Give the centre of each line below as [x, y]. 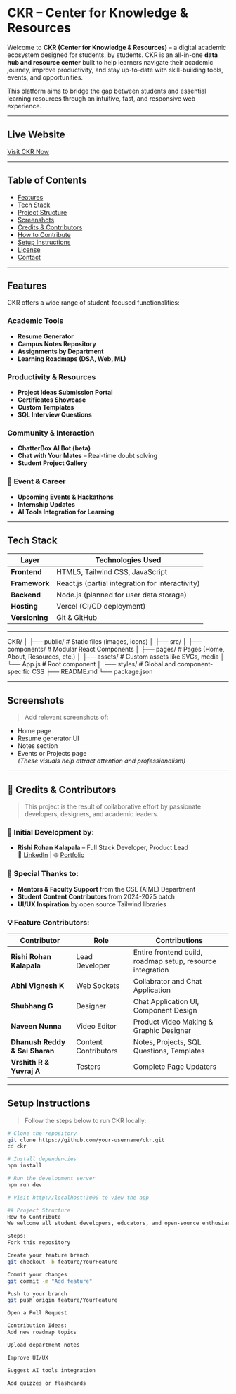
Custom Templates [46, 407]
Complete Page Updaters [175, 1066]
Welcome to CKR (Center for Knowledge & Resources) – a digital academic [117, 47]
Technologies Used [128, 560]
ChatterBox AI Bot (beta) [54, 448]
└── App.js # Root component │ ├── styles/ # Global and [92, 664]
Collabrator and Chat [168, 981]
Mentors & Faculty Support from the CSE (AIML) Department [106, 889]
